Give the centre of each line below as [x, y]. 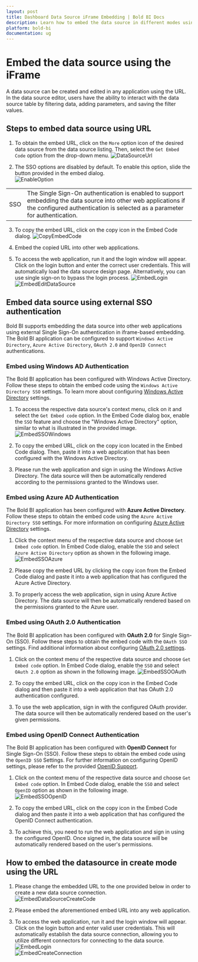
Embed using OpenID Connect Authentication [73, 735]
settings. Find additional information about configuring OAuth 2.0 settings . [96, 647]
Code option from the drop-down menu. [62, 155]
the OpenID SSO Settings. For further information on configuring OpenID [92, 760]
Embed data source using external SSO [79, 303]
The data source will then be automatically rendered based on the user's [103, 713]
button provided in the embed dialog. [60, 173]
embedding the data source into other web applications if [106, 200]
